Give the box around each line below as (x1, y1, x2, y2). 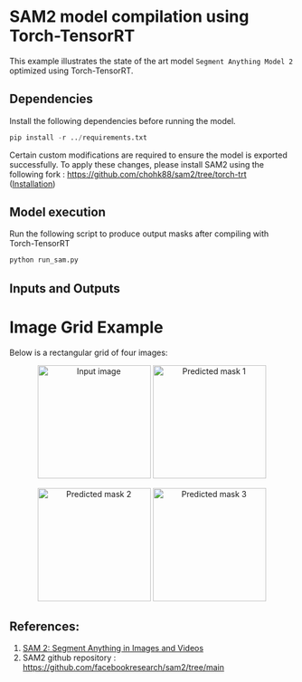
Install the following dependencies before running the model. (9, 115, 237, 126)
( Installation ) (9, 178, 56, 189)
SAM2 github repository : (22, 652, 117, 663)
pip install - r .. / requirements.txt (9, 133, 147, 142)
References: (9, 619, 80, 635)
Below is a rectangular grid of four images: (9, 347, 168, 358)
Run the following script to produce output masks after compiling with (9, 228, 269, 239)
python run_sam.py (9, 255, 79, 264)
